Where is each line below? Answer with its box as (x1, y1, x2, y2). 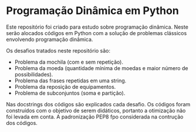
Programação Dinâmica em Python (6, 4, 179, 18)
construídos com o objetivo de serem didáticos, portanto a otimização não (6, 107, 186, 114)
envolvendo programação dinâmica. (6, 36, 93, 43)
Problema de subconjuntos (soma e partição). (14, 89, 126, 96)
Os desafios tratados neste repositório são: (6, 47, 110, 54)
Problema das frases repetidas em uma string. (14, 77, 127, 84)
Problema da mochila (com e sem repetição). (14, 58, 123, 65)
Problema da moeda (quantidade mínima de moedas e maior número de (14, 64, 188, 71)
